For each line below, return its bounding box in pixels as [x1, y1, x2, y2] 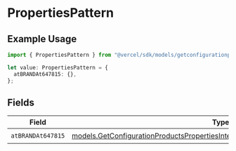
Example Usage [7, 33, 77, 45]
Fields [7, 96, 35, 108]
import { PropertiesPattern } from [7, 51, 112, 58]
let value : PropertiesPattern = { [7, 64, 109, 71]
